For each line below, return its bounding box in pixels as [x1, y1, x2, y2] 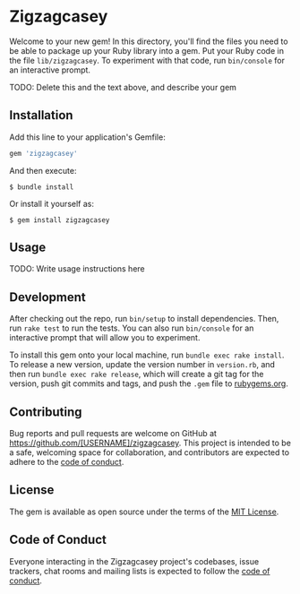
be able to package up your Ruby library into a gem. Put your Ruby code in [9, 45, 285, 56]
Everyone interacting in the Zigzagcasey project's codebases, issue [9, 555, 260, 566]
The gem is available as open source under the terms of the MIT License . [9, 506, 279, 517]
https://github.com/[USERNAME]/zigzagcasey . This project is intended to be [9, 437, 291, 449]
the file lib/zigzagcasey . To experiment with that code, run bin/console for [9, 55, 285, 65]
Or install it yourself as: [9, 198, 94, 209]
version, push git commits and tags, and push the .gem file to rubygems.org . [9, 378, 289, 389]
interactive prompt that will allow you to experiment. [9, 332, 201, 343]
